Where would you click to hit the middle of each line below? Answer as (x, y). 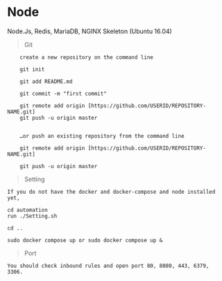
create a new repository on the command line (87, 57)
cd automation (28, 210)
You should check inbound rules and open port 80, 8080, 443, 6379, (108, 266)
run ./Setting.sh (32, 216)
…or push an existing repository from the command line (102, 136)
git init (32, 69)
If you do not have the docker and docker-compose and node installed (111, 192)
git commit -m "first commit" (63, 93)
